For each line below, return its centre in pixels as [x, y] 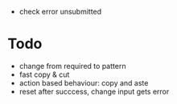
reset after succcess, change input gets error [94, 91]
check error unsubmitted [60, 12]
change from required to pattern [72, 66]
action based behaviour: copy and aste [84, 82]
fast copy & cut [44, 74]
